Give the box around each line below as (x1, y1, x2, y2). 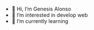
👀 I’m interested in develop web (11, 12, 88, 18)
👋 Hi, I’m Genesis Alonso (11, 6, 72, 12)
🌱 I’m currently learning (11, 18, 69, 24)
